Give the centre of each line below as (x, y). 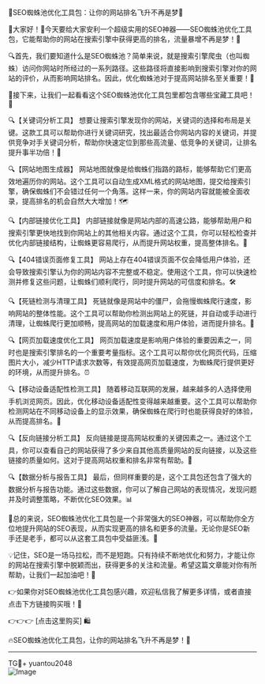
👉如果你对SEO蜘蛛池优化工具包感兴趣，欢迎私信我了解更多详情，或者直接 (130, 591)
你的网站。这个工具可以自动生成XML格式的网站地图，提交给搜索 (140, 181)
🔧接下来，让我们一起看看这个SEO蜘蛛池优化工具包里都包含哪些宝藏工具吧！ (131, 95)
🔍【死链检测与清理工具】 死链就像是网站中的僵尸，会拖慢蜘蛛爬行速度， (127, 301)
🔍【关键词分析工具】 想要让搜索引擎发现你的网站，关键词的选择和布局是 (127, 120)
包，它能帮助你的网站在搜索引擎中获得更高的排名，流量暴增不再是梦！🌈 (125, 39)
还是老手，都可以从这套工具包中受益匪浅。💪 (86, 538)
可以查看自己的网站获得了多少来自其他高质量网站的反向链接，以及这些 (143, 450)
